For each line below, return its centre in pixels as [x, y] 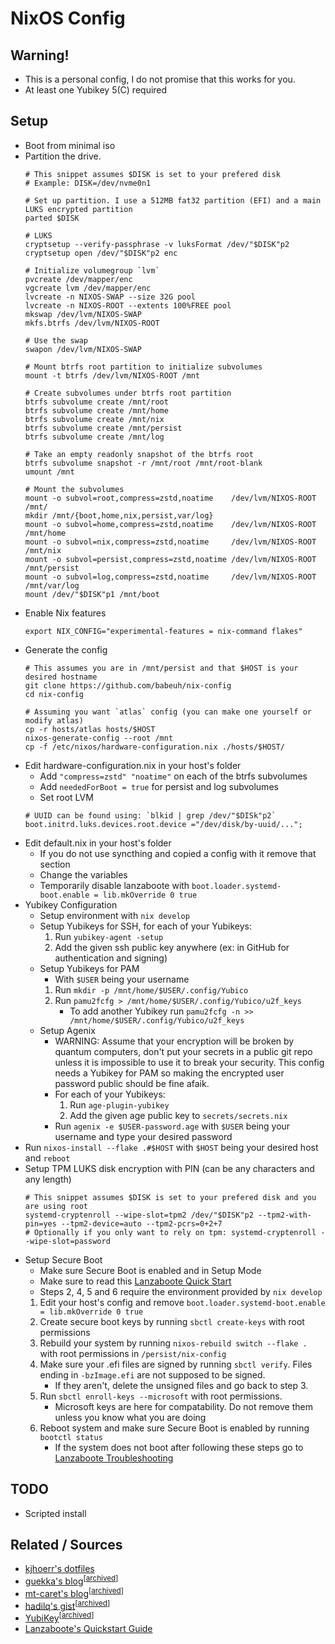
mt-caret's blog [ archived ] [74, 1592]
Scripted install [55, 1513]
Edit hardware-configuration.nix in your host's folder [133, 765]
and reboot [47, 1158]
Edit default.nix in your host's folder [98, 843]
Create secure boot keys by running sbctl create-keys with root [172, 1321]
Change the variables [83, 874]
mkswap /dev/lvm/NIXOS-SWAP [83, 314]
